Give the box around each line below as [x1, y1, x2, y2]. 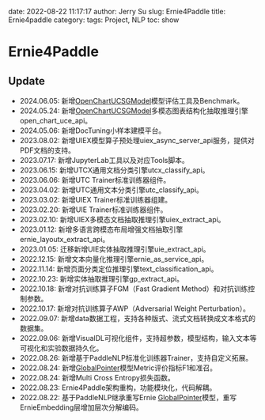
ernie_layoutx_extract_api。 [19, 235, 110, 244]
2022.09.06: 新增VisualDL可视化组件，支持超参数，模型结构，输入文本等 [19, 334, 257, 342]
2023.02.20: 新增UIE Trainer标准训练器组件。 [19, 205, 168, 214]
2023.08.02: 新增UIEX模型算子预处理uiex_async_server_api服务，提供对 [19, 136, 255, 145]
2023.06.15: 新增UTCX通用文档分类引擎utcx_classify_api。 [19, 165, 210, 175]
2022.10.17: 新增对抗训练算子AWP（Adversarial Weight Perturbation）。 [19, 304, 251, 313]
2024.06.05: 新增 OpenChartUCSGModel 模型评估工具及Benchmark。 [19, 96, 244, 105]
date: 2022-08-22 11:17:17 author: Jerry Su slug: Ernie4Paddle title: [8, 7, 226, 16]
